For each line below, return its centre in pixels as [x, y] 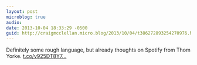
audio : [14, 22]
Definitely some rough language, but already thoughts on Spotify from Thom [98, 50]
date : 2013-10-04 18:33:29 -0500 [47, 28]
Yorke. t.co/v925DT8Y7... [36, 56]
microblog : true [26, 17]
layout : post [22, 11]
